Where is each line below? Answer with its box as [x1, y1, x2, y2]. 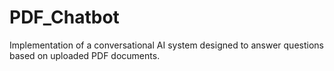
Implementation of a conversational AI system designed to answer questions [9, 39, 324, 51]
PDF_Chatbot [9, 6, 120, 29]
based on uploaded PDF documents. [9, 49, 161, 61]
